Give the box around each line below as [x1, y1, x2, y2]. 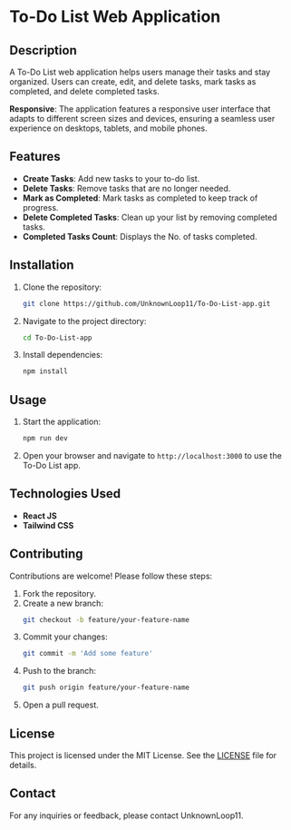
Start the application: [22, 416, 102, 428]
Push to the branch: [22, 666, 97, 677]
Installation [9, 257, 74, 273]
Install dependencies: [22, 350, 103, 361]
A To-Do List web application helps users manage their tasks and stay [9, 66, 271, 77]
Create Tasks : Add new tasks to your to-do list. [22, 173, 200, 183]
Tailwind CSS [22, 519, 74, 530]
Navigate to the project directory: [22, 315, 147, 326]
